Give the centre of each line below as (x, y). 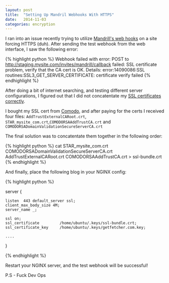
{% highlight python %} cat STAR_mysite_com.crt (57, 146)
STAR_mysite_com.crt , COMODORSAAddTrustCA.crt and (58, 122)
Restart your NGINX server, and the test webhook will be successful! (77, 266)
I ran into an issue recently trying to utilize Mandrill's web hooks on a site (81, 39)
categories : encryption (30, 24)
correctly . (15, 101)
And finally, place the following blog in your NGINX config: (66, 172)
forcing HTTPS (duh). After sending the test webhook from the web (75, 44)
